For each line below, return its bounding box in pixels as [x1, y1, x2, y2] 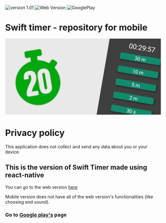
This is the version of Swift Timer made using [5, 163, 147, 172]
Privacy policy [5, 128, 65, 138]
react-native [5, 171, 44, 179]
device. [5, 149, 20, 155]
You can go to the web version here [5, 184, 78, 190]
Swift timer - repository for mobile [5, 22, 148, 33]
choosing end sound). [5, 199, 50, 205]
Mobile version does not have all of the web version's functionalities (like [5, 193, 153, 200]
